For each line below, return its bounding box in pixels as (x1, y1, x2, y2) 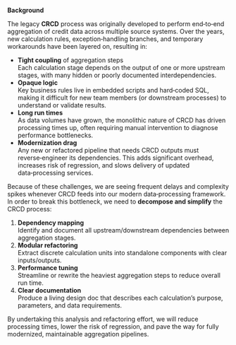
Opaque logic (17, 78, 58, 87)
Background (7, 6, 44, 14)
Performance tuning (17, 264, 79, 271)
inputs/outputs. (17, 256, 62, 264)
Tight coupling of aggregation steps (17, 56, 124, 64)
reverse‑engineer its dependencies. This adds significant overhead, (17, 153, 214, 162)
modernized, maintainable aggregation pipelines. (7, 330, 149, 338)
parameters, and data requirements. (17, 301, 122, 310)
